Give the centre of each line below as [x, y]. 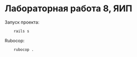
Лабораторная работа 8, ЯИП [68, 9]
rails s [21, 31]
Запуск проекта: [22, 22]
